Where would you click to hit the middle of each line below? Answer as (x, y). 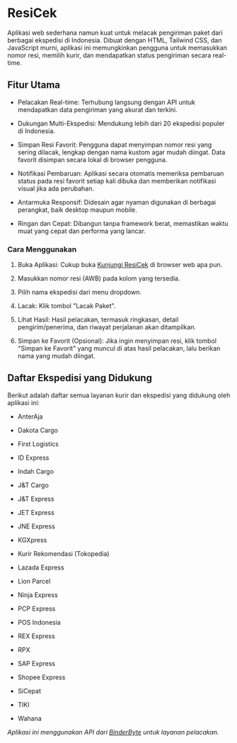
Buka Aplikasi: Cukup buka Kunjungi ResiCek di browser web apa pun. (120, 265)
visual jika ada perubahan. (56, 188)
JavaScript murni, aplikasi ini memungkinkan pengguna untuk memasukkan (117, 47)
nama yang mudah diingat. (56, 356)
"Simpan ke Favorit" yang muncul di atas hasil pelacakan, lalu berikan (119, 348)
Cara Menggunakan (42, 249)
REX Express (36, 636)
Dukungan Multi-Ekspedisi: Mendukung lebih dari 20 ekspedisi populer (121, 123)
